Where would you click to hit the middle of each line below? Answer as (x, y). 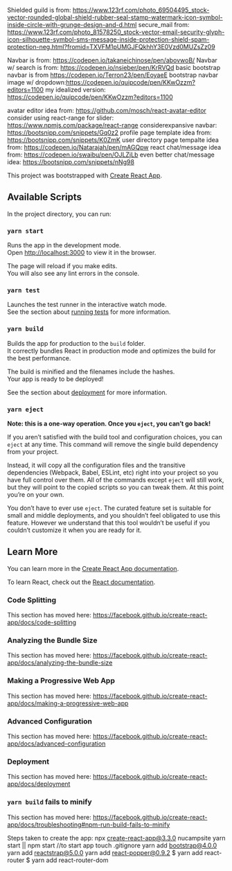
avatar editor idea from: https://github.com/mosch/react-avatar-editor (107, 111)
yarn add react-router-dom (70, 860)
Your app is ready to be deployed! (55, 379)
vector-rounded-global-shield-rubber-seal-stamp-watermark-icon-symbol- (115, 17)
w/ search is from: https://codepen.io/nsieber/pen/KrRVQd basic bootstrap (114, 68)
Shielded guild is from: (39, 10)
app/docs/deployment (39, 784)
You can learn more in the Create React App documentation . (93, 568)
